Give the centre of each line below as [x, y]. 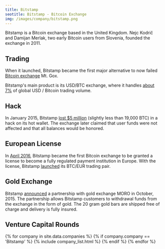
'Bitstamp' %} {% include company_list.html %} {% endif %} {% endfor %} [81, 242]
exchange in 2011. [23, 43]
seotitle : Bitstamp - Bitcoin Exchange [46, 14]
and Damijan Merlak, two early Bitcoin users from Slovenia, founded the [78, 38]
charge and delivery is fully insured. [41, 209]
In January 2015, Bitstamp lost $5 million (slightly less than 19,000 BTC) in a [82, 118]
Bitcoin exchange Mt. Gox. [32, 76]
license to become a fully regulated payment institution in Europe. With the [81, 161]
